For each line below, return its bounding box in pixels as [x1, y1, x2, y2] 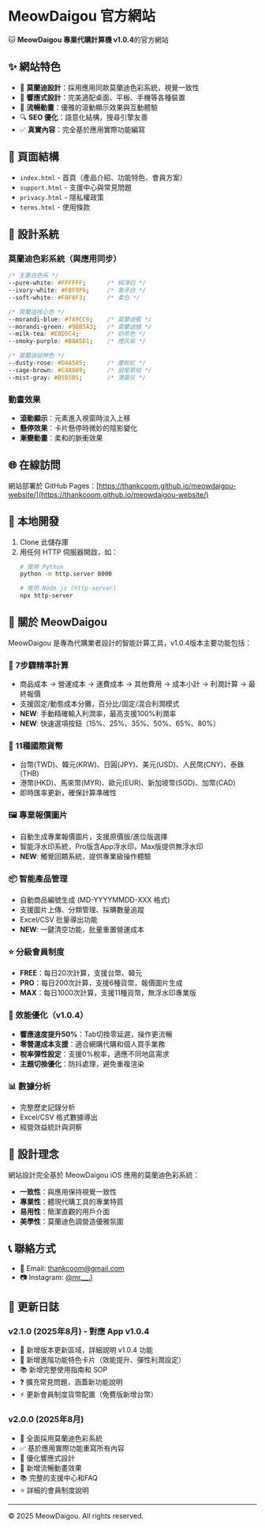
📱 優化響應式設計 [19, 1453, 75, 1462]
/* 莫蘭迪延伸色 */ [8, 352, 65, 360]
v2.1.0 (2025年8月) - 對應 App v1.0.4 [8, 1326, 150, 1337]
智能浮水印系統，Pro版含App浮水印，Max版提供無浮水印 [19, 841, 203, 851]
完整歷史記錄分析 [19, 1102, 76, 1111]
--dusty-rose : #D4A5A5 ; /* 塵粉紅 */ [8, 359, 147, 367]
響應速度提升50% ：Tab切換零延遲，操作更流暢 [19, 1029, 173, 1039]
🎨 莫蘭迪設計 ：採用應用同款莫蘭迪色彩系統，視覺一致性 [19, 82, 200, 92]
